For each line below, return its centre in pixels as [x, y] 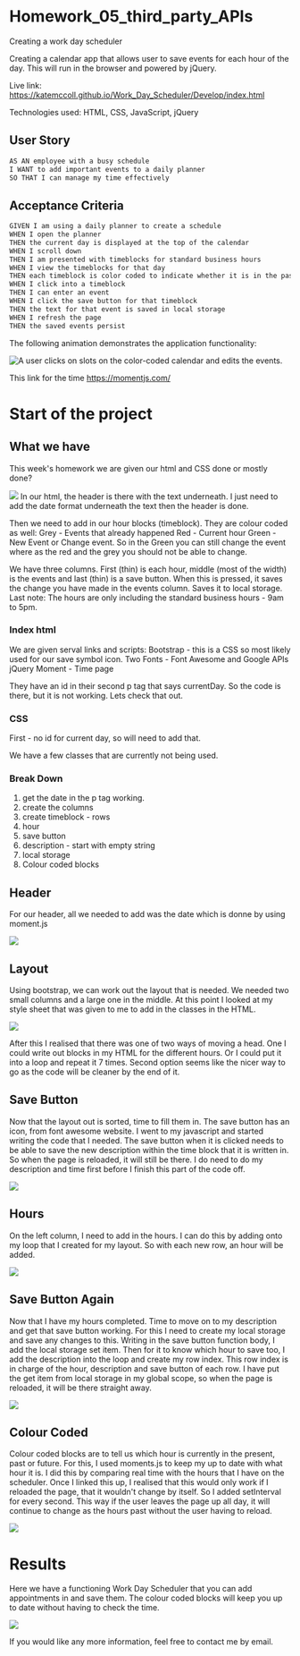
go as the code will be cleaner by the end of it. [95, 1072]
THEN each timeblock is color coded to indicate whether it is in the [143, 276]
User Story [40, 140]
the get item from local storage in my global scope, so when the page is [141, 1378]
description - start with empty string [89, 845]
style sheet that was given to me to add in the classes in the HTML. [133, 1009]
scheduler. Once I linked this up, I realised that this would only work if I [139, 1482]
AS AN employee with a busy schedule [79, 161]
